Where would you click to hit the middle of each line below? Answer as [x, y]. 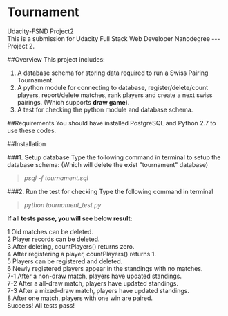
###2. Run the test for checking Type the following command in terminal [110, 191]
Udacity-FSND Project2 [40, 31]
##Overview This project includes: [56, 59]
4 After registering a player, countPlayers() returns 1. [82, 254]
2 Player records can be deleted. [54, 239]
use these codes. [32, 130]
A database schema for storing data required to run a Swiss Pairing [113, 73]
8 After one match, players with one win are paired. [80, 298]
